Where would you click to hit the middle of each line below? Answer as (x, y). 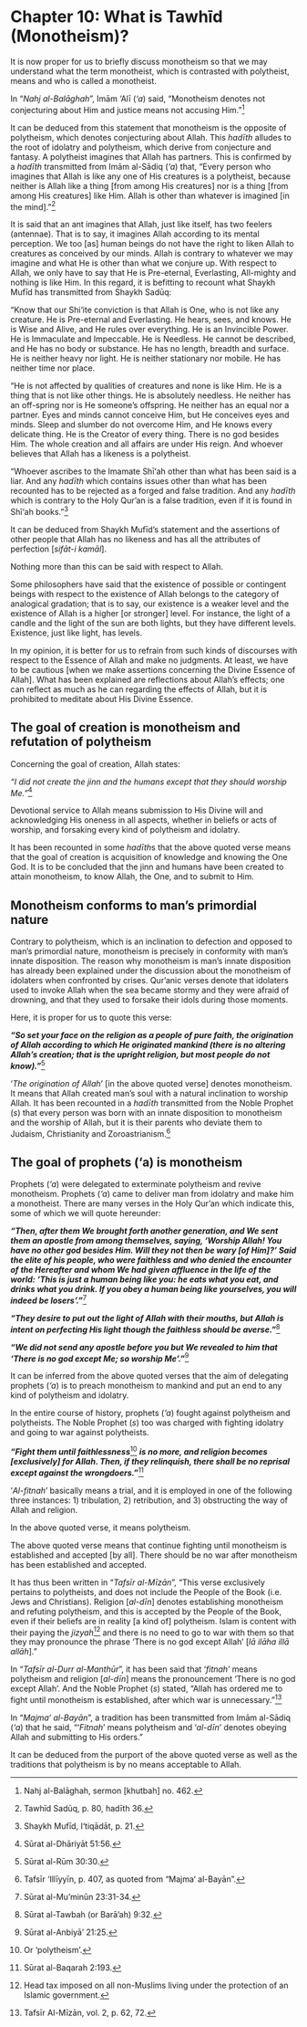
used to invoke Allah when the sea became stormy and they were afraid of (150, 990)
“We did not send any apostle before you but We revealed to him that (144, 1347)
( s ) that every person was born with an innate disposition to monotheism (146, 1112)
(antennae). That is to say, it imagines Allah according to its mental (135, 234)
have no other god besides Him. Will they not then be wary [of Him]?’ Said (153, 1250)
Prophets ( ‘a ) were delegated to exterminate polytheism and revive (136, 1184)
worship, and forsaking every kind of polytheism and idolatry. (125, 830)
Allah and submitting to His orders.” (77, 1737)
